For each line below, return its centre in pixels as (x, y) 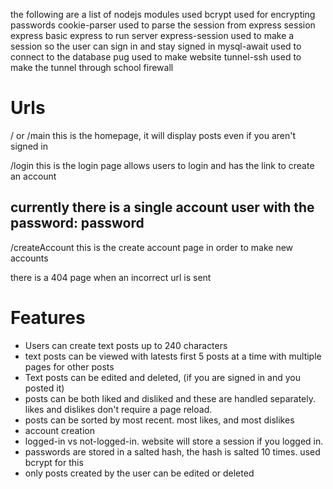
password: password (77, 223)
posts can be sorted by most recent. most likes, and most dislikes (159, 420)
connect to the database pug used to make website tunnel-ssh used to (156, 57)
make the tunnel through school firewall (92, 67)
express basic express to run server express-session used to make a (152, 35)
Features (48, 317)
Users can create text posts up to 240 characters (126, 345)
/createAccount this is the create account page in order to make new (152, 247)
